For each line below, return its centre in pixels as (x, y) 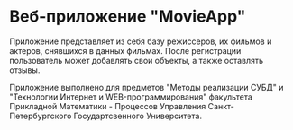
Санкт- (221, 106)
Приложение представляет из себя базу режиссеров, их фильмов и (141, 41)
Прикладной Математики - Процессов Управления (108, 106)
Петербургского (41, 116)
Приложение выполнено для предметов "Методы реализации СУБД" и (146, 87)
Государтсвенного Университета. (138, 116)
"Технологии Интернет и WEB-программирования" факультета (131, 97)
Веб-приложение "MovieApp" (128, 17)
